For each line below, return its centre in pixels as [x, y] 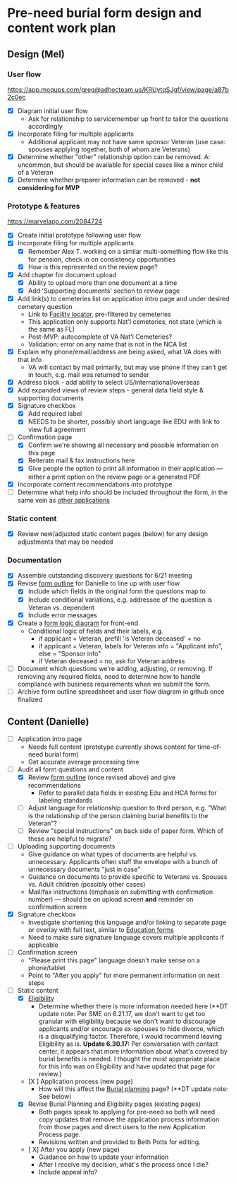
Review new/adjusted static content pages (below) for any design [113, 534]
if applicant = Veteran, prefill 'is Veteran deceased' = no [119, 639]
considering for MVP [49, 188]
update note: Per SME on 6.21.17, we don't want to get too [122, 1014]
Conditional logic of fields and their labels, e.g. [95, 631]
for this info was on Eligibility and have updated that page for [127, 1066]
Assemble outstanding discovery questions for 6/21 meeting [105, 576]
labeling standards [66, 800]
